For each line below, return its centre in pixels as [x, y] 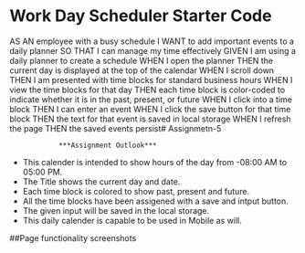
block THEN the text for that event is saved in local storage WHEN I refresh [150, 119]
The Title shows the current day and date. [101, 181]
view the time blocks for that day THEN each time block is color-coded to [147, 90]
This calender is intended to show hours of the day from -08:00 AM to [155, 162]
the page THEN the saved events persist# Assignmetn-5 [116, 128]
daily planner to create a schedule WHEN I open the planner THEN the [142, 60]
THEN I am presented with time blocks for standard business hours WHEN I [151, 79]
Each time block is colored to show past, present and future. [136, 191]
